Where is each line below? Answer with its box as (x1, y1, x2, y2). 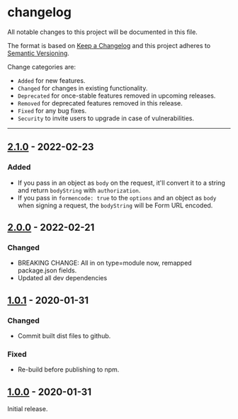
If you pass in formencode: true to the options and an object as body (17, 193, 217, 202)
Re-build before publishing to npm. (17, 365, 120, 374)
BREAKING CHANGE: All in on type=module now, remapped (17, 259, 193, 268)
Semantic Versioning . (7, 49, 69, 57)
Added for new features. (17, 76, 86, 85)
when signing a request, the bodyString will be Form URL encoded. (17, 201, 213, 209)
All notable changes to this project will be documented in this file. (7, 28, 198, 36)
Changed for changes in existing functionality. (17, 84, 148, 92)
